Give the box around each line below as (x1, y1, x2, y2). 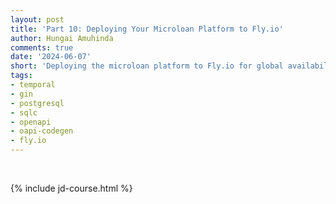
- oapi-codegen (10, 126, 74, 136)
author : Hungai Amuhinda (10, 33, 114, 43)
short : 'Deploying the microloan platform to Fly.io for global (10, 61, 284, 71)
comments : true (10, 42, 74, 53)
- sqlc (10, 107, 38, 118)
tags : (10, 71, 33, 81)
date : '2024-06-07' (10, 52, 92, 62)
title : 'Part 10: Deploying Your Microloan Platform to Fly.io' (10, 24, 284, 34)
